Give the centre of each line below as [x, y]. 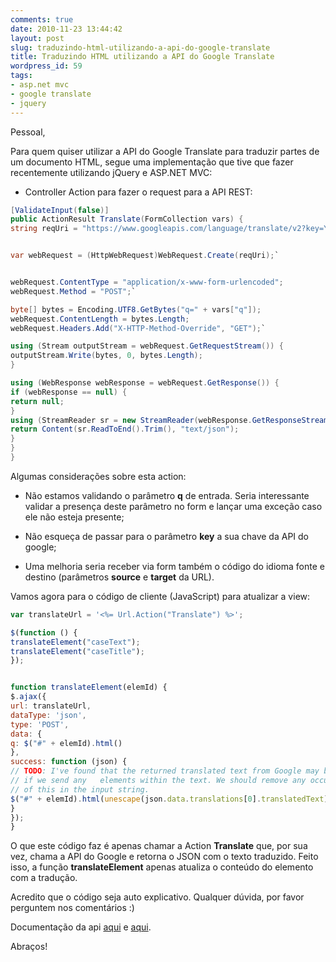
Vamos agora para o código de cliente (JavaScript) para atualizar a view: [160, 596]
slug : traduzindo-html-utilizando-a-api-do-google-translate [140, 47]
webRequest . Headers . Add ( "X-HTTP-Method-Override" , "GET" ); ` [138, 328]
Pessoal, [28, 132]
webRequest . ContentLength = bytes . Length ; [100, 319]
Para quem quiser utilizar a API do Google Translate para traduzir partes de [165, 151]
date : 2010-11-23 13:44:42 [66, 29]
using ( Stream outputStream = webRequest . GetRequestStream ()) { [147, 346]
